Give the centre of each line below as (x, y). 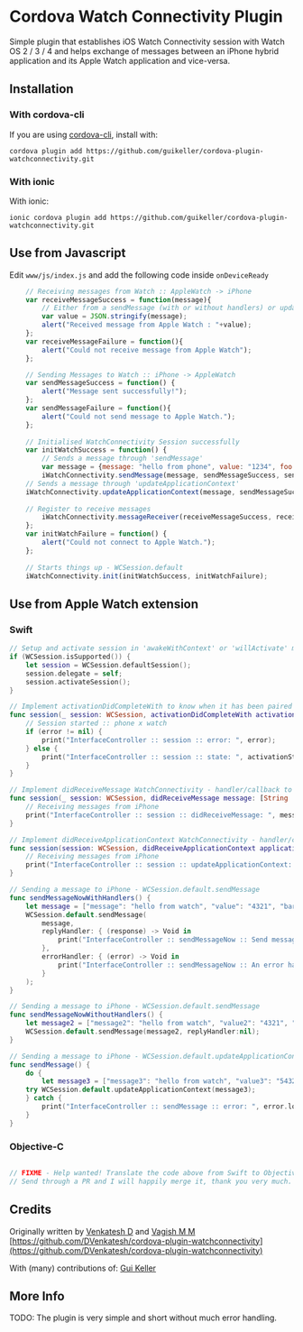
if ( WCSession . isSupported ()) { (70, 657)
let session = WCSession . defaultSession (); (109, 665)
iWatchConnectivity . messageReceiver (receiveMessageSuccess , (157, 517)
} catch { (44, 1098)
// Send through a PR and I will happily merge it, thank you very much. (151, 1181)
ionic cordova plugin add (58, 217)
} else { (42, 749)
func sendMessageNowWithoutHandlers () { (87, 1015)
